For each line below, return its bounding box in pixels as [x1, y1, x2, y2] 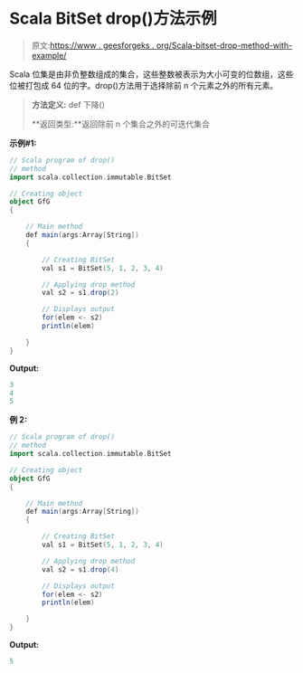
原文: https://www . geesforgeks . [31, 40, 155, 51]
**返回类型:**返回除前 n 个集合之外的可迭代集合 [31, 118, 211, 129]
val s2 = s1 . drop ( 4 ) [42, 564, 119, 574]
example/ [31, 50, 67, 61]
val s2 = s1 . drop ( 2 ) [42, 289, 119, 298]
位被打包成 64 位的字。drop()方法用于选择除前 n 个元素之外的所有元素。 [9, 80, 279, 90]
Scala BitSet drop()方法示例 [9, 8, 217, 29]
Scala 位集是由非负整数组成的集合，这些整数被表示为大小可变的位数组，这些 [9, 69, 294, 80]
